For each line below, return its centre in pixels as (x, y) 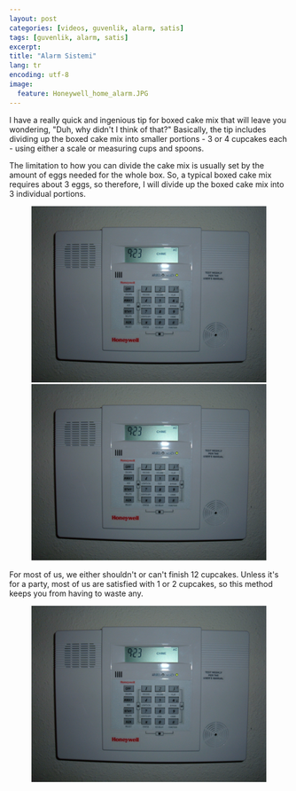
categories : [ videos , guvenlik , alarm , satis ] (97, 28)
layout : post (33, 19)
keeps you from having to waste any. (76, 593)
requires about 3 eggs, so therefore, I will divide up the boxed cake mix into (147, 184)
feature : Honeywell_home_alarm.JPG (83, 93)
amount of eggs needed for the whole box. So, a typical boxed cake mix (140, 175)
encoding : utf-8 (39, 75)
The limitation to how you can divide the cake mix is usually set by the (136, 165)
